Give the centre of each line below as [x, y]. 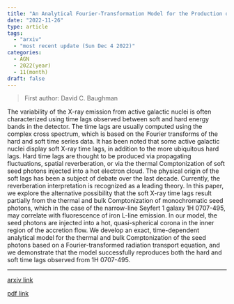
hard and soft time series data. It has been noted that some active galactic [114, 142]
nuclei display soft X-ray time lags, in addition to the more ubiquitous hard [113, 149]
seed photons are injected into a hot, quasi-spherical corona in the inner [111, 223]
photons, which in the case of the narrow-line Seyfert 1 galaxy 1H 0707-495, [116, 208]
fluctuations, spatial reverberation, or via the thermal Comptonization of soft [116, 164]
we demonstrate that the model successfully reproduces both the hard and [115, 252]
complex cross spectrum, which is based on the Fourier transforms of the [112, 134]
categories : [24, 53]
